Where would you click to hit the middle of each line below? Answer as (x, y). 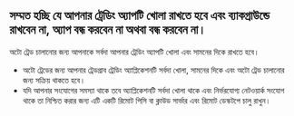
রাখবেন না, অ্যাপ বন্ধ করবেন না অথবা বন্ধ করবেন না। (108, 30)
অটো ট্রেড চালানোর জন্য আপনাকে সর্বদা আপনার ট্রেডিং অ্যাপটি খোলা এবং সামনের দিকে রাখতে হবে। (135, 52)
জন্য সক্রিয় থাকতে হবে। (54, 80)
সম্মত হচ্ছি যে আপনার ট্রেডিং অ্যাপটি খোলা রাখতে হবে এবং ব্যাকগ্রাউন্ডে (140, 16)
